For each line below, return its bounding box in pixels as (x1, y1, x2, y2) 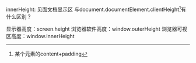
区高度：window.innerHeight (6, 32, 75, 39)
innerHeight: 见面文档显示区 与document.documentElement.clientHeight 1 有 (6, 5, 187, 13)
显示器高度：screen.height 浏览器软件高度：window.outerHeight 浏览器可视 (6, 25, 188, 32)
